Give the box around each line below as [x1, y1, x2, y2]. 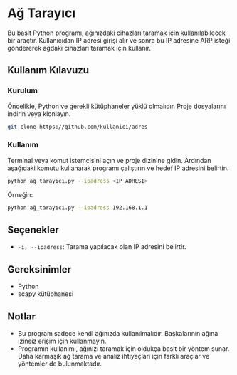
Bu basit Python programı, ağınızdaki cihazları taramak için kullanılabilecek [7, 28, 226, 37]
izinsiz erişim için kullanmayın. [17, 337, 107, 345]
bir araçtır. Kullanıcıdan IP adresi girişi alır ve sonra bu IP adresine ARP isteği [7, 36, 231, 44]
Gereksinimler [7, 263, 72, 275]
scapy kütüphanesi [17, 290, 74, 298]
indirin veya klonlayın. [7, 109, 71, 118]
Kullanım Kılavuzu [7, 64, 90, 76]
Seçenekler [7, 223, 59, 236]
